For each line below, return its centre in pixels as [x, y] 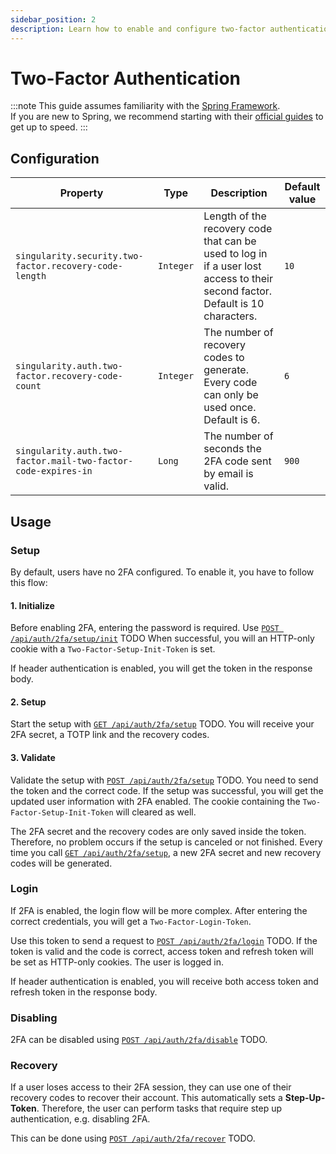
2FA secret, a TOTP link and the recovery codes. [110, 735]
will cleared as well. [156, 812]
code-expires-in [54, 471]
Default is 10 [234, 304]
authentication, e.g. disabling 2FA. [80, 1119]
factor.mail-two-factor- [74, 461]
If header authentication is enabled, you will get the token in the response [161, 668]
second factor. [238, 291]
